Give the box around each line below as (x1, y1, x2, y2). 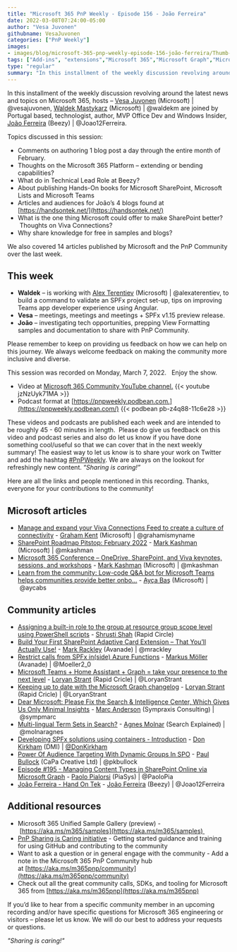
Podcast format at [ (17, 397, 74, 405)
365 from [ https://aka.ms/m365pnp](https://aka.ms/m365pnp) (17, 886, 200, 895)
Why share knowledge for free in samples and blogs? (17, 228, 173, 237)
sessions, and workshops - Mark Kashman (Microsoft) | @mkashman (17, 561, 219, 570)
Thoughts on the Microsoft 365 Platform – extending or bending (17, 161, 203, 169)
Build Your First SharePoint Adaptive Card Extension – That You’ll (17, 637, 207, 646)
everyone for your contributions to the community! (7, 484, 154, 493)
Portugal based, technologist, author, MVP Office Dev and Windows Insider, (7, 111, 227, 120)
